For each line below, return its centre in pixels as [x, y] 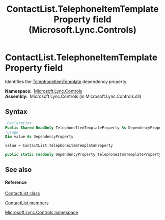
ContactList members [27, 203]
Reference [16, 182]
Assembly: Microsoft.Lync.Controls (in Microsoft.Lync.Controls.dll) [73, 96]
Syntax [16, 112]
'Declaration [18, 123]
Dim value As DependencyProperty [39, 137]
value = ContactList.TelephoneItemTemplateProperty [59, 146]
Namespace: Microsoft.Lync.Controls [44, 91]
